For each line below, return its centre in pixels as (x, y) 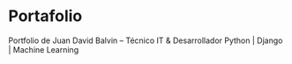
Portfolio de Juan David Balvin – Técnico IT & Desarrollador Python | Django (146, 40)
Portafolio (45, 16)
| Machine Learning (44, 49)
